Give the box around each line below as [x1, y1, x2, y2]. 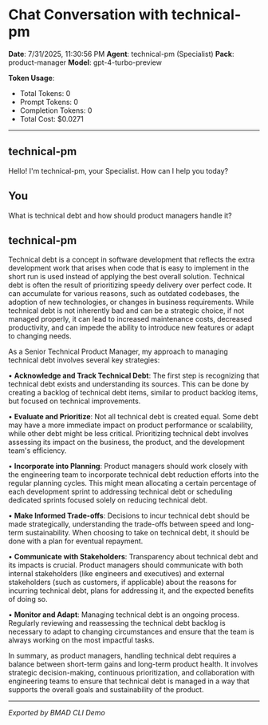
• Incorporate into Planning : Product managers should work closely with [8, 462, 249, 471]
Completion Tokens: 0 [19, 106, 93, 115]
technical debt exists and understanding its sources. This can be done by [8, 379, 250, 389]
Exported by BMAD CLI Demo [8, 708, 105, 718]
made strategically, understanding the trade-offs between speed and [8, 519, 235, 529]
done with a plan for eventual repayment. [8, 536, 144, 546]
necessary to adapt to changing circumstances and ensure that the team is [8, 627, 254, 637]
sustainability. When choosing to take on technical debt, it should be [25, 528, 250, 538]
